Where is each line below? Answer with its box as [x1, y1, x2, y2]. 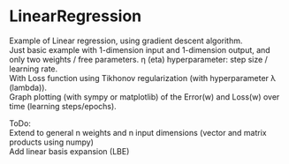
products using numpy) [9, 137, 95, 147]
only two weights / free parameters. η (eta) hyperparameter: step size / [9, 54, 268, 64]
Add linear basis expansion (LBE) [9, 145, 130, 156]
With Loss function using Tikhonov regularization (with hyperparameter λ [9, 72, 277, 83]
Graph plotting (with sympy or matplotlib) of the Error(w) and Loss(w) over [9, 91, 280, 102]
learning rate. [9, 63, 58, 74]
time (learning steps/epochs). [9, 101, 117, 111]
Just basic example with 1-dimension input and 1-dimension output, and [9, 44, 271, 55]
